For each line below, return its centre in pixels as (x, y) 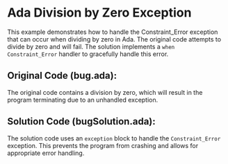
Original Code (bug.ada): (62, 76)
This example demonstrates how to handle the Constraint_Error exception (113, 32)
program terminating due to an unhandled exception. (83, 100)
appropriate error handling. (46, 153)
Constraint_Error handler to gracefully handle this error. (88, 54)
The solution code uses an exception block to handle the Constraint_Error (114, 138)
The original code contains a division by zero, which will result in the (105, 92)
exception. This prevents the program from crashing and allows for (103, 145)
